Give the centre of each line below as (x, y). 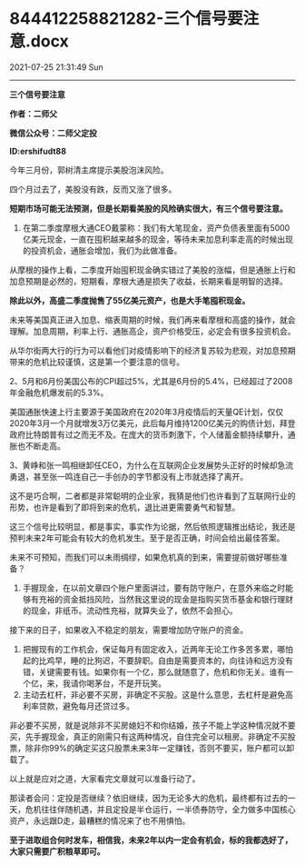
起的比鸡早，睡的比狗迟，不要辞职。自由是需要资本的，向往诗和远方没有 (157, 661)
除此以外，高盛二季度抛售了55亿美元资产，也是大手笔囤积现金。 (130, 300)
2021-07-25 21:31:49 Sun (57, 67)
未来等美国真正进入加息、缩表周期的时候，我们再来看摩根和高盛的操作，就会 (152, 320)
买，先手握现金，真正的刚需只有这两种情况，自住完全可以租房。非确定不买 (148, 736)
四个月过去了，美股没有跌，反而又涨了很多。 (93, 189)
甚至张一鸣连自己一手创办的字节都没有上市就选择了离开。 (140, 476)
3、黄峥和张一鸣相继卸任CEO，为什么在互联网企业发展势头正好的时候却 (143, 465)
